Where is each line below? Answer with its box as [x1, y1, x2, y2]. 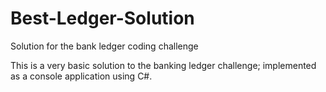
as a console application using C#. [10, 70, 153, 82]
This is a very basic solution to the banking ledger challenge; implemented [10, 59, 317, 71]
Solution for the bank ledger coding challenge [10, 40, 199, 52]
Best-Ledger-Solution [10, 7, 195, 30]
